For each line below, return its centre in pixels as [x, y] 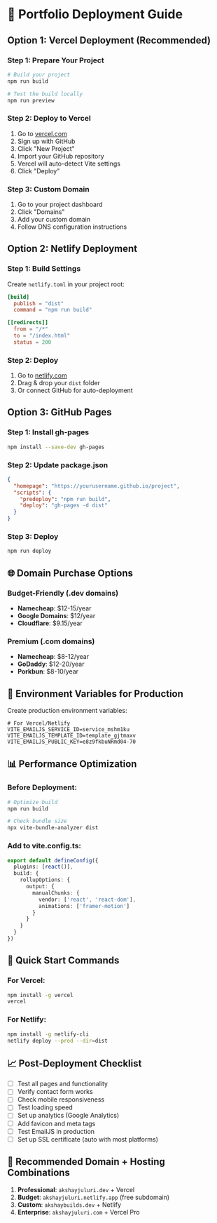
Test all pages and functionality [63, 1084]
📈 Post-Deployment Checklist [75, 1063]
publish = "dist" [39, 303]
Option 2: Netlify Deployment [72, 249]
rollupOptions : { [45, 880]
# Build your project [39, 74]
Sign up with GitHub [46, 141]
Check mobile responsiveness [61, 1100]
